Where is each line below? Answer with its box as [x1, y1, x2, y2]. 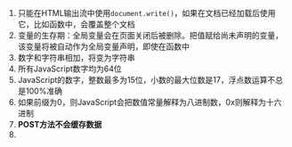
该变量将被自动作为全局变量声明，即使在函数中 [17, 41, 190, 52]
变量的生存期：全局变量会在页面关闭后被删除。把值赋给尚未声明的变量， [17, 30, 283, 40]
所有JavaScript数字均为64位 [17, 63, 122, 74]
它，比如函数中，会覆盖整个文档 [17, 19, 135, 29]
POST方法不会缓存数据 [17, 119, 102, 129]
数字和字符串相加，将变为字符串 [17, 53, 135, 62]
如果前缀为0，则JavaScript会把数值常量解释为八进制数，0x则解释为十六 [17, 97, 282, 107]
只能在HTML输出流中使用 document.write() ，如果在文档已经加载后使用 [17, 8, 276, 18]
